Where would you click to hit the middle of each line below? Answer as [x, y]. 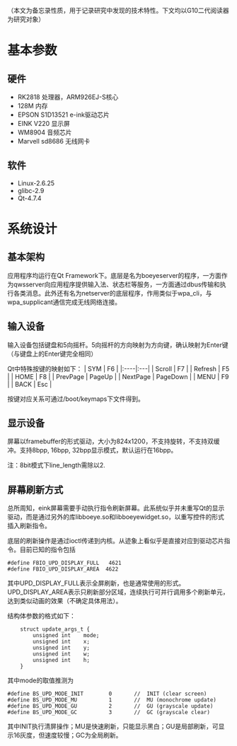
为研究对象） [26, 19]
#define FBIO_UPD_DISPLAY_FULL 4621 [64, 563]
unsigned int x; [62, 642]
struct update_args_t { [55, 629]
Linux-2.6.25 [36, 183]
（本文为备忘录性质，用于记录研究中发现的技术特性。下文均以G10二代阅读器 [118, 10]
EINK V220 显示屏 [44, 123]
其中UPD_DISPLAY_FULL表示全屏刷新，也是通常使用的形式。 [96, 583]
